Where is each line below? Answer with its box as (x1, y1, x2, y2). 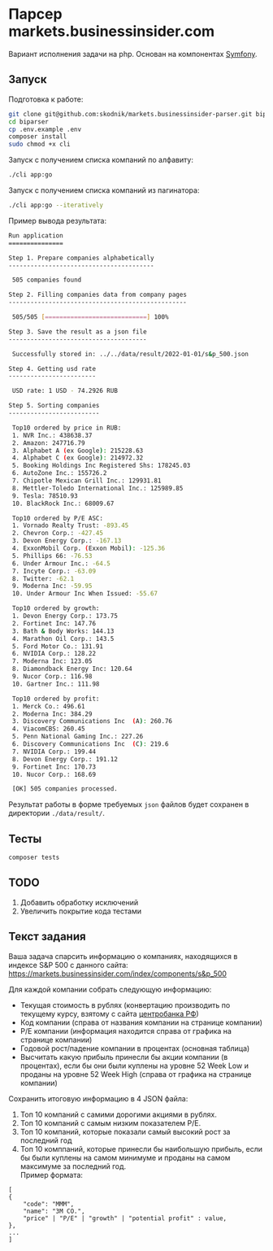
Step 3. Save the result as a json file (8, 327, 148, 336)
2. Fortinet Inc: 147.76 (11, 619, 96, 627)
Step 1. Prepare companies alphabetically (8, 254, 154, 262)
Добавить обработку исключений (19, 897, 139, 907)
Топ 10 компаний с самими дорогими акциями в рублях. (19, 1109, 218, 1119)
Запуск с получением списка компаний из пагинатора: (8, 185, 200, 195)
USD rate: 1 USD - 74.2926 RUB (11, 387, 118, 395)
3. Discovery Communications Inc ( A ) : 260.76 (11, 717, 173, 726)
